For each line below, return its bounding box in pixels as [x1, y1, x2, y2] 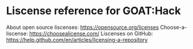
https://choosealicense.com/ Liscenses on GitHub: [29, 30, 153, 37]
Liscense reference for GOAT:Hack [6, 4, 181, 18]
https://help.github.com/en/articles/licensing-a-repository [6, 36, 148, 43]
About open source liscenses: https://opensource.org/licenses [6, 24, 159, 31]
